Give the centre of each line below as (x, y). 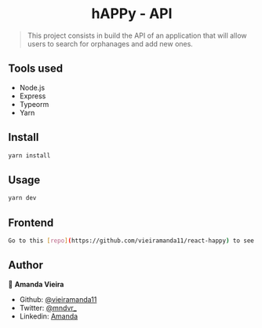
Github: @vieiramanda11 (58, 299)
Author (25, 265)
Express (33, 96)
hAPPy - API (132, 14)
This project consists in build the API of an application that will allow (137, 35)
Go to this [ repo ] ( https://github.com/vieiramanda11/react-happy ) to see (131, 241)
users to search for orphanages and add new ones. (110, 43)
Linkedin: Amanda (49, 316)
